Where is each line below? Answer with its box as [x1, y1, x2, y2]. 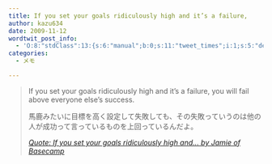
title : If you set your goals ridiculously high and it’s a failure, [8, 11, 249, 20]
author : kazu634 [8, 19, 63, 27]
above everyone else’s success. [28, 95, 135, 104]
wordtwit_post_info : [8, 34, 79, 43]
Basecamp [28, 146, 65, 156]
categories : [8, 49, 49, 57]
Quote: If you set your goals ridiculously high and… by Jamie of [28, 137, 241, 147]
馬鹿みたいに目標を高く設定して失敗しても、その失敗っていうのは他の [28, 111, 261, 121]
